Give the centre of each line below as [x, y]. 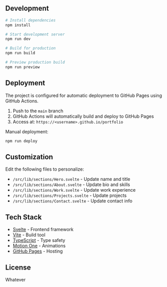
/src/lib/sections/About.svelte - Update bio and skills [71, 184]
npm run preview [22, 67]
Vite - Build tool [29, 235]
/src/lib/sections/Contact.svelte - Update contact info [73, 201]
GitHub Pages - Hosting [38, 251]
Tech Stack [23, 217]
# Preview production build [35, 63]
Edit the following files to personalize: [45, 169]
